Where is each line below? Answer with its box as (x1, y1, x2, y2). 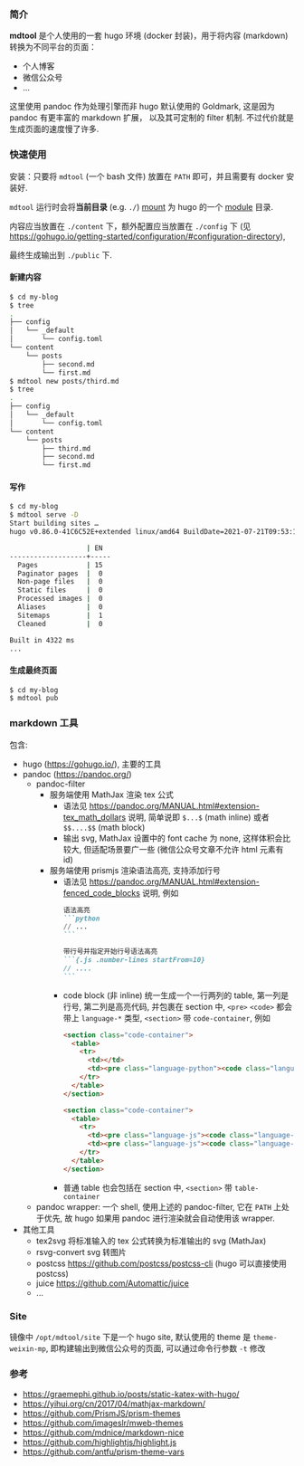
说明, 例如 (141, 887, 179, 898)
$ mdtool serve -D (9, 510, 79, 519)
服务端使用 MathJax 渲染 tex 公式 (49, 789, 174, 800)
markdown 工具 (9, 717, 79, 729)
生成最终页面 (9, 664, 57, 675)
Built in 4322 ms (9, 635, 75, 644)
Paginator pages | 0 (17, 568, 103, 578)
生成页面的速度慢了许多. (9, 124, 100, 135)
